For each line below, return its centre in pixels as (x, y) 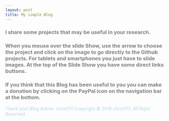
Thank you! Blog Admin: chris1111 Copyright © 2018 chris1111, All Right (78, 108)
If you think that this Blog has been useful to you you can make (83, 85)
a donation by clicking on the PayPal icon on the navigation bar (84, 91)
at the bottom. (23, 98)
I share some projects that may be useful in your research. (78, 32)
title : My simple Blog (29, 15)
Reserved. (16, 114)
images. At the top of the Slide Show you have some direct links (84, 65)
